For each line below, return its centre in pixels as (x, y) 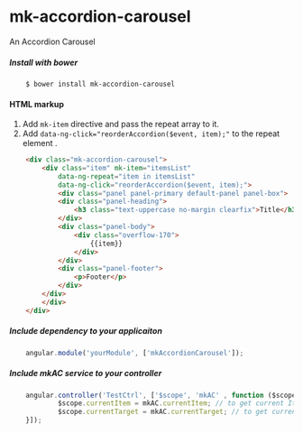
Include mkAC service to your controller (86, 373)
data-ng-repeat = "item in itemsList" (126, 176)
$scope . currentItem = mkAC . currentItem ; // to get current (170, 403)
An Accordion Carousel (53, 41)
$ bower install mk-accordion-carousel (101, 84)
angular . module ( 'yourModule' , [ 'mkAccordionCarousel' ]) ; (135, 353)
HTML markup (37, 104)
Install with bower (44, 62)
